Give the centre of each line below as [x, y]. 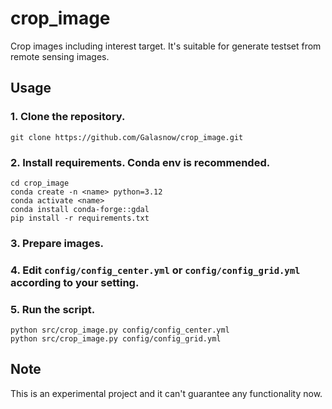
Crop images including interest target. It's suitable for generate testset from [166, 46]
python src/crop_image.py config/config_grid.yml [116, 339]
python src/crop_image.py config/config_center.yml [120, 330]
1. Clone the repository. [68, 117]
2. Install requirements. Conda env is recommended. [140, 162]
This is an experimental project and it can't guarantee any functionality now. [166, 393]
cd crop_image [40, 183]
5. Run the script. [53, 309]
